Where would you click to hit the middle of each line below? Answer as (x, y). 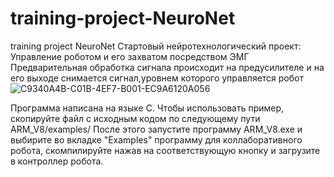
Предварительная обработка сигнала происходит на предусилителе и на (167, 67)
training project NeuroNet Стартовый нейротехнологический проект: (156, 46)
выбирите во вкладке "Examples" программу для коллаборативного (156, 139)
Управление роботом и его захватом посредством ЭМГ (130, 56)
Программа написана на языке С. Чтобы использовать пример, (147, 108)
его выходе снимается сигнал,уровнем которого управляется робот (157, 78)
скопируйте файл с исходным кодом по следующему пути (135, 118)
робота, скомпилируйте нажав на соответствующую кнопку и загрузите (165, 150)
